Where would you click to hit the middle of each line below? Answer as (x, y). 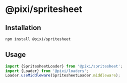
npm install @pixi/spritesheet (38, 39)
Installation (23, 28)
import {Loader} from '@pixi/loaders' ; (47, 71)
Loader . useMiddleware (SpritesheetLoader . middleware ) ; (63, 75)
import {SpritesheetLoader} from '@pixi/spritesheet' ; (64, 66)
